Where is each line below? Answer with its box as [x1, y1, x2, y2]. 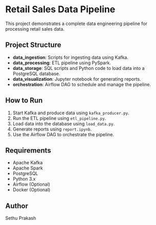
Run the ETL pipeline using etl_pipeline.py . [12, 115, 106, 121]
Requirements [5, 146, 51, 155]
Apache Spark [12, 165, 43, 171]
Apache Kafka [12, 160, 43, 166]
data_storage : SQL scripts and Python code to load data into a [12, 65, 145, 71]
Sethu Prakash [5, 215, 36, 221]
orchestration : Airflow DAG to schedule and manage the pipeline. [12, 81, 151, 87]
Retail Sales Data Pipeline [5, 4, 116, 15]
